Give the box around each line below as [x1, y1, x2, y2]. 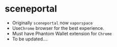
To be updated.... [12, 36, 48, 42]
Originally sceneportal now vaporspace [12, 20, 93, 26]
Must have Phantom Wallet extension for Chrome [12, 30, 112, 36]
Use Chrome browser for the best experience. [12, 25, 105, 31]
